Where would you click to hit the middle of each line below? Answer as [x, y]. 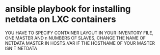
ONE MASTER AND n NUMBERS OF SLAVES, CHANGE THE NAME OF [75, 38]
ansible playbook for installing [68, 9]
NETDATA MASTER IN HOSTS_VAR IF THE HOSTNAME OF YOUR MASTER [80, 43]
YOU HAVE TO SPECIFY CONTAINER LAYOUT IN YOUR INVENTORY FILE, [79, 33]
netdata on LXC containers [61, 19]
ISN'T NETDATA [21, 48]
